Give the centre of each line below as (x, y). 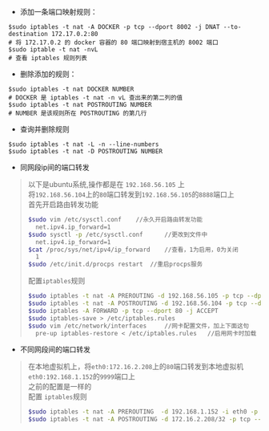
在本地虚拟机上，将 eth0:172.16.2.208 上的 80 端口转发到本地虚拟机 (136, 367)
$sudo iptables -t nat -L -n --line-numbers (84, 144)
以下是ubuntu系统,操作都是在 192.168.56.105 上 (106, 184)
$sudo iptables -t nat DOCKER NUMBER (71, 89)
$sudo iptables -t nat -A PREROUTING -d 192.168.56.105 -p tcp (136, 296)
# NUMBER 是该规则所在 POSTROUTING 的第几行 (78, 113)
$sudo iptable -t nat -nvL (53, 50)
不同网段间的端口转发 (55, 350)
